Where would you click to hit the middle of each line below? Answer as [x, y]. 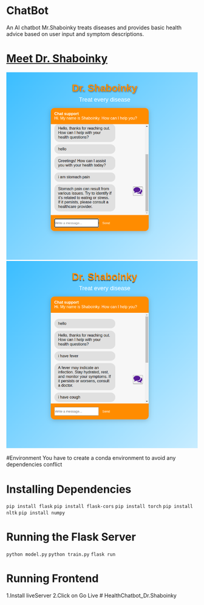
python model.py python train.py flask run [61, 555]
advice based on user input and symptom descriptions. [75, 34]
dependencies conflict [34, 465]
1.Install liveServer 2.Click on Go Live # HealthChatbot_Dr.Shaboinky [92, 596]
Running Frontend [53, 578]
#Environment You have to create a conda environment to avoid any [91, 458]
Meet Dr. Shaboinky [57, 59]
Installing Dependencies [69, 489]
